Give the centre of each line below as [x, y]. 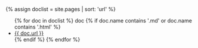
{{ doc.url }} [29, 33]
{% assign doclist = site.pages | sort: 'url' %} [61, 9]
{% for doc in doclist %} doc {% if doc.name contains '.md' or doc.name [103, 20]
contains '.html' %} [37, 27]
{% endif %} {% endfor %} [47, 39]
